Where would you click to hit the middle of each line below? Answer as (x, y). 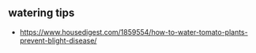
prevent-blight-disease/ (58, 40)
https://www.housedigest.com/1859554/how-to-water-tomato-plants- (134, 32)
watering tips (41, 13)
